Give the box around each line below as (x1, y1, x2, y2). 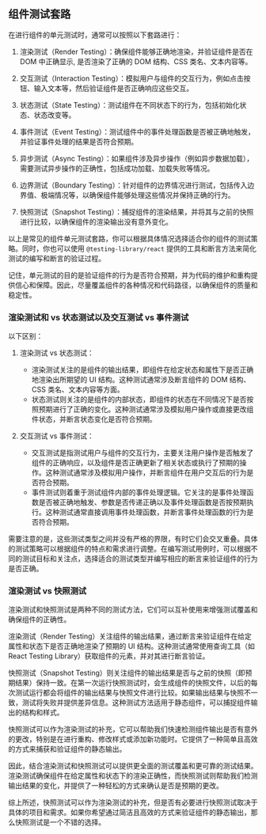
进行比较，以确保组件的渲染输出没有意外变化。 (19, 217, 173, 226)
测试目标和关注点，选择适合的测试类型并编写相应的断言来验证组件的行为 (21, 554, 258, 563)
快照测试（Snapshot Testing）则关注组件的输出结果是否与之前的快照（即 (8, 668, 245, 678)
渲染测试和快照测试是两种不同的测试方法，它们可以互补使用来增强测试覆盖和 (8, 605, 258, 615)
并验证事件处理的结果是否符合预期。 (19, 137, 139, 146)
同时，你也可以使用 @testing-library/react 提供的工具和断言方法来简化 (21, 244, 257, 253)
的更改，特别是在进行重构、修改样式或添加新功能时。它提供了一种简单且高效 (8, 734, 258, 744)
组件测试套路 (8, 7, 71, 21)
